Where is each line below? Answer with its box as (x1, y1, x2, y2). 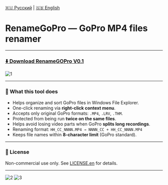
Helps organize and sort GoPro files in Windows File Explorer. (12, 99, 139, 105)
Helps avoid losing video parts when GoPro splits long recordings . (12, 121, 150, 127)
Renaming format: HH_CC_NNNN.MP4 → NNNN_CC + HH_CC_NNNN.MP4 (12, 126, 142, 132)
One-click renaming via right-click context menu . (12, 105, 116, 111)
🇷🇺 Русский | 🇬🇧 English (5, 5, 60, 11)
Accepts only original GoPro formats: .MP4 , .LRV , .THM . (12, 110, 123, 116)
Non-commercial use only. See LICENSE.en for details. (5, 160, 118, 166)
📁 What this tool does (5, 88, 58, 95)
